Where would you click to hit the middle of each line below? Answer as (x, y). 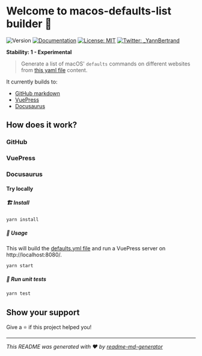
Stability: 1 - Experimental (39, 52)
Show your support (43, 312)
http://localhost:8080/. (34, 255)
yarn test (19, 294)
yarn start (20, 265)
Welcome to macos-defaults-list (89, 11)
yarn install (23, 219)
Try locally (20, 189)
